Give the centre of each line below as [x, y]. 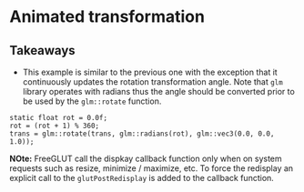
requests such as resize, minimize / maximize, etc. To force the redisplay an [152, 168]
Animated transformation [107, 17]
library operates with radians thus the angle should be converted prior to [159, 91]
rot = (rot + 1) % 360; [55, 126]
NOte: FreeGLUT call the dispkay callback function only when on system [146, 158]
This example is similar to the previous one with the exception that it [150, 72]
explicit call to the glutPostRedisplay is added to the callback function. [142, 178]
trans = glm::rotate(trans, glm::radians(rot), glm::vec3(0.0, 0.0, [142, 134]
